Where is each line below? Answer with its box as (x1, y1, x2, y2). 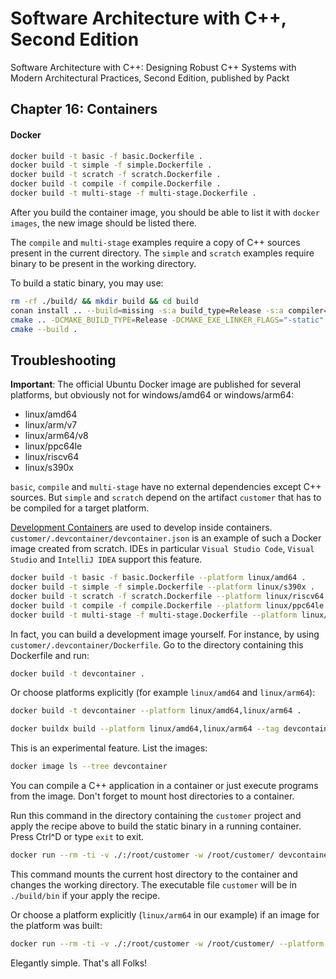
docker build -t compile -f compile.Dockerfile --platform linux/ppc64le (10, 600, 325, 611)
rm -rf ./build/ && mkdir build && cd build (10, 296, 199, 306)
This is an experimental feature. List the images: (10, 742, 208, 754)
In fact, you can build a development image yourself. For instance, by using (10, 628, 320, 640)
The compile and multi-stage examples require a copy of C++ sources (10, 236, 301, 248)
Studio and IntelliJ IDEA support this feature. (10, 553, 203, 566)
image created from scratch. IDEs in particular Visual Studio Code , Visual (10, 543, 315, 555)
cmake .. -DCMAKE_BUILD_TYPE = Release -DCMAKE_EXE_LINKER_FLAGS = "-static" (10, 315, 325, 325)
